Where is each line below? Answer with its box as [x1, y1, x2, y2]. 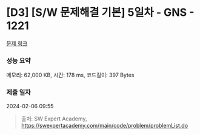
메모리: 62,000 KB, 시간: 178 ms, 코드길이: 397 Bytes [6, 71, 135, 79]
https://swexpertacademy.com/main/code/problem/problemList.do [21, 122, 188, 129]
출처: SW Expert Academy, [21, 115, 87, 122]
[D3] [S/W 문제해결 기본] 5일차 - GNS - [6, 5, 195, 19]
